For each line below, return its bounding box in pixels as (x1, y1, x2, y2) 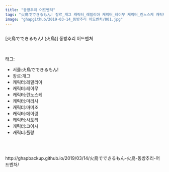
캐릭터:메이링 (12, 111, 39, 117)
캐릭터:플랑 (12, 129, 35, 136)
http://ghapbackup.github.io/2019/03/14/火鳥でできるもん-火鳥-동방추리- (5, 155, 156, 161)
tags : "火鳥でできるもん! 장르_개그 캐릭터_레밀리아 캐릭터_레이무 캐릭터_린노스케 (5, 12, 154, 17)
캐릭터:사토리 (12, 117, 39, 123)
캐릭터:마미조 (12, 104, 39, 111)
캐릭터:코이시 (12, 123, 39, 129)
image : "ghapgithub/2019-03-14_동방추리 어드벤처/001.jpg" (5, 17, 123, 22)
